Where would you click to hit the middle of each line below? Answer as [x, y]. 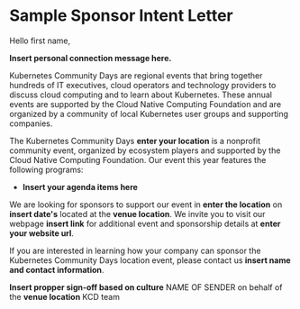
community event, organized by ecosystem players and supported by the [145, 150]
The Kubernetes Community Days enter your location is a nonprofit [135, 141]
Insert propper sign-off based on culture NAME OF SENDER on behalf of [146, 287]
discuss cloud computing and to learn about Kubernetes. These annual [141, 95]
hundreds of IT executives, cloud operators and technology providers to [143, 85]
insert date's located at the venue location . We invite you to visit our [137, 214]
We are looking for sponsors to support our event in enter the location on [146, 204]
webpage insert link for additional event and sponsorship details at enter [145, 223]
